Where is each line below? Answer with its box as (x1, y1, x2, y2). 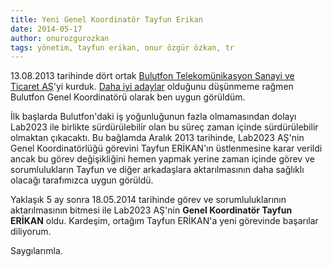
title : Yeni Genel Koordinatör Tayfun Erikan (10, 14, 203, 25)
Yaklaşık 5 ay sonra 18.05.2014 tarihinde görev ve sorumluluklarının (10, 194, 287, 206)
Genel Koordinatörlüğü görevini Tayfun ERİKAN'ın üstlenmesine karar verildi (10, 142, 323, 155)
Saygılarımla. (10, 245, 63, 257)
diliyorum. (10, 226, 52, 238)
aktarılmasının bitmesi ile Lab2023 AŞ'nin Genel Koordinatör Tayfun (10, 204, 293, 216)
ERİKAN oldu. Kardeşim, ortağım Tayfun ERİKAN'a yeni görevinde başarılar (10, 215, 319, 227)
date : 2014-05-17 (10, 24, 83, 34)
